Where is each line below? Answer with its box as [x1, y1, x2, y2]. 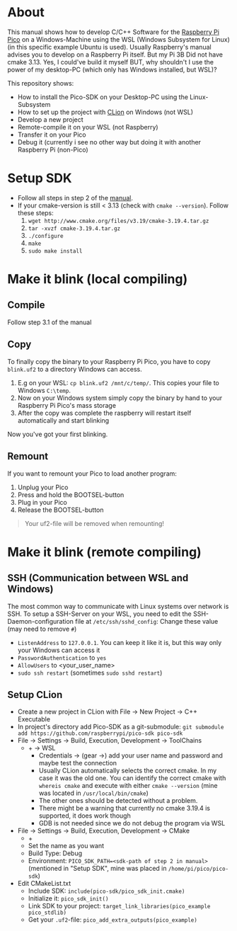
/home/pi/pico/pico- [168, 865, 229, 873]
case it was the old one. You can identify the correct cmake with [38, 774, 226, 782]
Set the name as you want [28, 842, 105, 850]
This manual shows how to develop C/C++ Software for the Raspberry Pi [7, 28, 219, 36]
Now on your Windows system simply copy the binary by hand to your [17, 394, 223, 402]
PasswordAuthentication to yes [17, 653, 107, 662]
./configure [28, 232, 64, 239]
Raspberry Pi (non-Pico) [17, 145, 88, 154]
